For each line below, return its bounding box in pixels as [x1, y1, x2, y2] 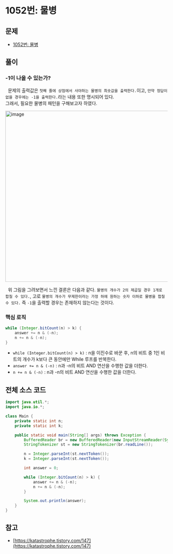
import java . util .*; [5, 400, 50, 405]
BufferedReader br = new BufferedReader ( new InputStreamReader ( [24, 437, 165, 442]
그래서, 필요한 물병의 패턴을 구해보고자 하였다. [5, 100, 98, 106]
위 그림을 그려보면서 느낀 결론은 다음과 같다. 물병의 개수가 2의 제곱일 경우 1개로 [7, 287, 163, 293]
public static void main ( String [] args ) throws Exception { [14, 433, 146, 438]
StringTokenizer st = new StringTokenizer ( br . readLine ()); [24, 442, 153, 448]
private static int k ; [14, 423, 63, 428]
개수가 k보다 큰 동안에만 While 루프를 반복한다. [22, 356, 117, 363]
